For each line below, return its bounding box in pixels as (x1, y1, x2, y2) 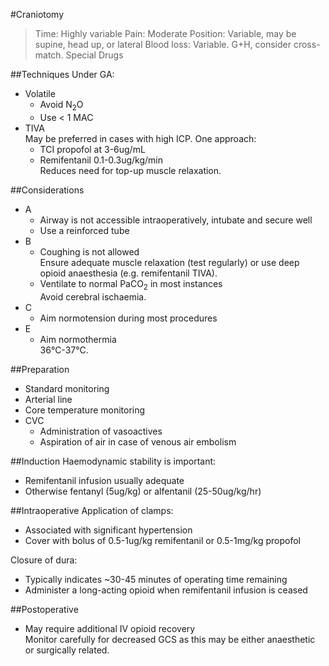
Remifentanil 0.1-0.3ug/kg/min (39, 154, 163, 166)
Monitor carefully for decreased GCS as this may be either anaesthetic (24, 633, 316, 645)
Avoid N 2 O (39, 99, 84, 113)
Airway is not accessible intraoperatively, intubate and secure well (39, 214, 313, 226)
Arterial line (24, 393, 73, 405)
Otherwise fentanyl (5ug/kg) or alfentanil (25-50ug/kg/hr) (24, 485, 262, 497)
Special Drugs (65, 49, 124, 61)
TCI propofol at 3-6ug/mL (39, 143, 146, 155)
